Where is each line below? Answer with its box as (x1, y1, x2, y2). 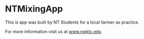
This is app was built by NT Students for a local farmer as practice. (5, 19, 140, 25)
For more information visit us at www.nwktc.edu (5, 28, 102, 34)
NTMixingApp (5, 3, 63, 14)
